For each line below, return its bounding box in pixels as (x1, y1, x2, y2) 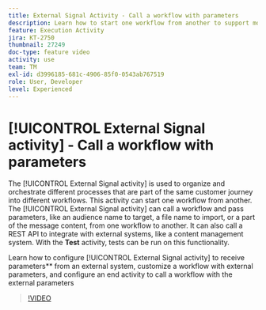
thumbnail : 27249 (8, 41, 66, 49)
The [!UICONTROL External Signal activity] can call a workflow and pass (8, 204, 244, 214)
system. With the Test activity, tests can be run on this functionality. (8, 238, 230, 248)
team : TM (8, 63, 37, 71)
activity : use (8, 56, 55, 64)
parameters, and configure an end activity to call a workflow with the (8, 270, 233, 279)
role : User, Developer (8, 77, 83, 85)
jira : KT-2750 (8, 33, 55, 42)
